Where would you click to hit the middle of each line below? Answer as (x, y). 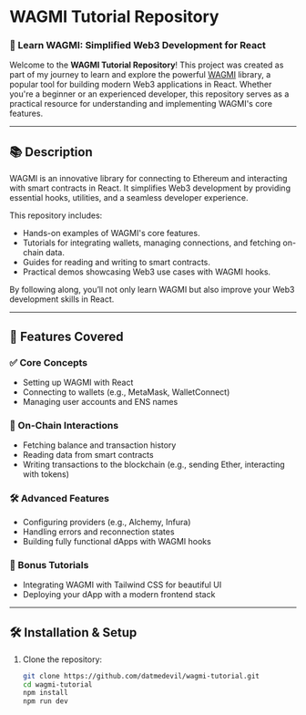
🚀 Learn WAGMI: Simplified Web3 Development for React (138, 46)
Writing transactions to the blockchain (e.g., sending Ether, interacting (153, 465)
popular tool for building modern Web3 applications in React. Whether (141, 85)
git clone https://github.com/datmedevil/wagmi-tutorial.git (141, 676)
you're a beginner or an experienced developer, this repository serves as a (149, 94)
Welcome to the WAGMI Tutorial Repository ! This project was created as (147, 65)
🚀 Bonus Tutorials (49, 565)
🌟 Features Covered (66, 336)
